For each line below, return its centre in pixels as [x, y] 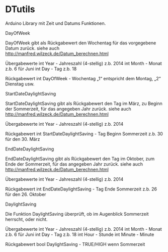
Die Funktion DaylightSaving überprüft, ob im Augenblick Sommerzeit [77, 214]
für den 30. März [23, 139]
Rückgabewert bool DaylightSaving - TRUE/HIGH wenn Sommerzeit [75, 244]
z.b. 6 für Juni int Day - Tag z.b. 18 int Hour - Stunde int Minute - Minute [80, 234]
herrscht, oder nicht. [26, 219]
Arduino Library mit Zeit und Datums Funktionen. [56, 23]
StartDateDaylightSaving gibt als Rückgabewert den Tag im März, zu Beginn [84, 103]
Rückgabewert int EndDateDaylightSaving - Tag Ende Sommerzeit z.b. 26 [81, 189]
